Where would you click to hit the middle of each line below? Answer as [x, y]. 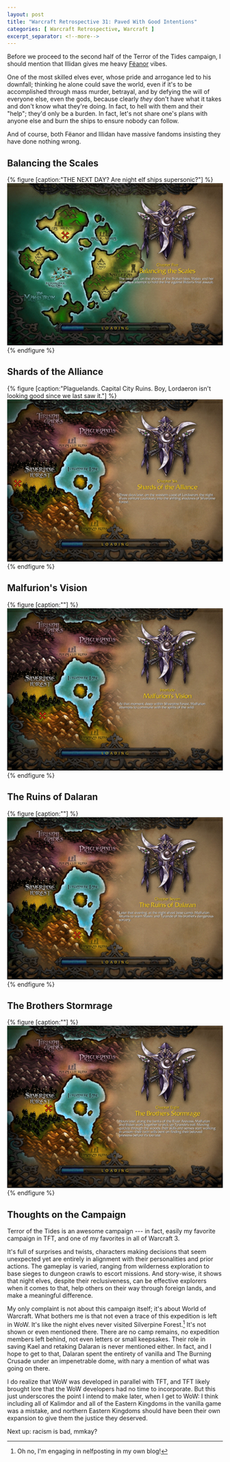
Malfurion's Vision [47, 588]
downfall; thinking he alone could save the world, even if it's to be [100, 84]
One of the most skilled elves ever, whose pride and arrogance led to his [109, 77]
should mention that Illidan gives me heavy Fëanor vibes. [87, 64]
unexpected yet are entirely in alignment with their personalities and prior [110, 1259]
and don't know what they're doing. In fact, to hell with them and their [105, 106]
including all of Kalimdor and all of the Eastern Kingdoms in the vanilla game [114, 1403]
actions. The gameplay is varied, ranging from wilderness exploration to [108, 1266]
